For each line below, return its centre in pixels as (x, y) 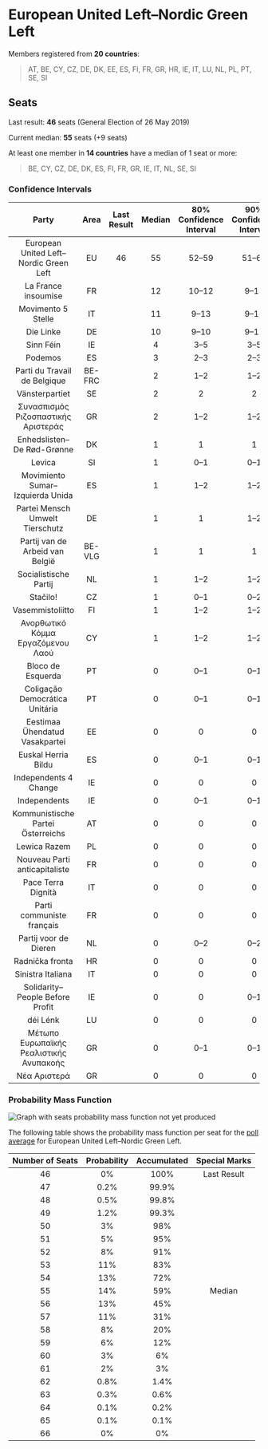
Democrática (43, 699)
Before (57, 997)
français (43, 926)
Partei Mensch (43, 508)
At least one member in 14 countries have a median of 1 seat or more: (123, 152)
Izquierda (32, 496)
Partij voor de (44, 938)
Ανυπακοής (43, 1063)
